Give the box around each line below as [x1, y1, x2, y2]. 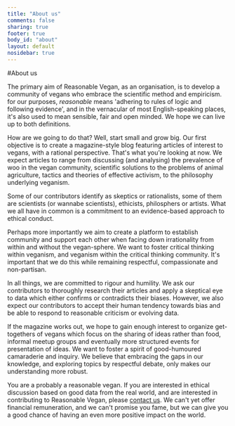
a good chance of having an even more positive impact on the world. [7, 411, 206, 419]
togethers [7, 330, 36, 338]
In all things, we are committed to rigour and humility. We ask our [7, 278, 195, 287]
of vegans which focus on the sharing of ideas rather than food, [36, 330, 221, 338]
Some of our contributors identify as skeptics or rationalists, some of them [7, 191, 222, 200]
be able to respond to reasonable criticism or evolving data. [7, 309, 180, 317]
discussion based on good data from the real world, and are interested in [7, 388, 218, 396]
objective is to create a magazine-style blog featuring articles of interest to [7, 141, 223, 149]
